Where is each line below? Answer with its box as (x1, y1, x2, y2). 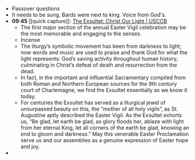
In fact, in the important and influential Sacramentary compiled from (20, 74, 186, 81)
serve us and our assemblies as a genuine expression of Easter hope (20, 137, 188, 143)
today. (20, 93, 36, 100)
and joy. (20, 143, 40, 150)
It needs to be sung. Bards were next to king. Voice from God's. (11, 11, 167, 18)
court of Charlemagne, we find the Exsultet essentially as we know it (20, 87, 188, 93)
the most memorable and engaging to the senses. (20, 30, 142, 37)
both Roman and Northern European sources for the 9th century (20, 80, 177, 87)
